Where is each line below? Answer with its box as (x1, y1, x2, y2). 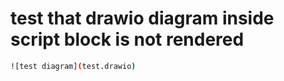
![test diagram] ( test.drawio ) (10, 61, 137, 71)
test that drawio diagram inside (10, 7, 275, 30)
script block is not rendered (10, 28, 245, 51)
